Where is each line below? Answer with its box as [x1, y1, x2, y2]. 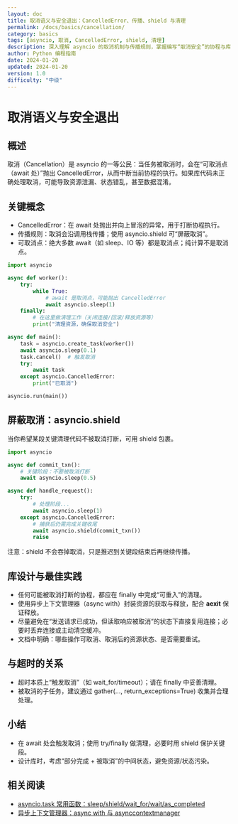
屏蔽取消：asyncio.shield [7, 414, 120, 427]
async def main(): [7, 333, 62, 341]
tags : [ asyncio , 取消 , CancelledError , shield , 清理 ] [7, 37, 165, 44]
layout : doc [7, 10, 42, 18]
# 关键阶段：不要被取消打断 [20, 468, 90, 475]
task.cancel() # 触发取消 [20, 353, 96, 360]
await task [33, 367, 65, 374]
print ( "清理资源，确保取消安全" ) [33, 321, 120, 328]
